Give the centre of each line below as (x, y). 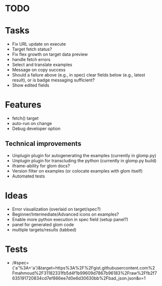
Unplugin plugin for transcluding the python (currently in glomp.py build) (84, 160)
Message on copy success (39, 70)
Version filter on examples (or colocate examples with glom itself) (77, 171)
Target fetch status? (32, 49)
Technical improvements (43, 144)
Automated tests (28, 176)
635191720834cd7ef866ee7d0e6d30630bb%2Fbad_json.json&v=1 (79, 278)
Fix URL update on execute (39, 44)
